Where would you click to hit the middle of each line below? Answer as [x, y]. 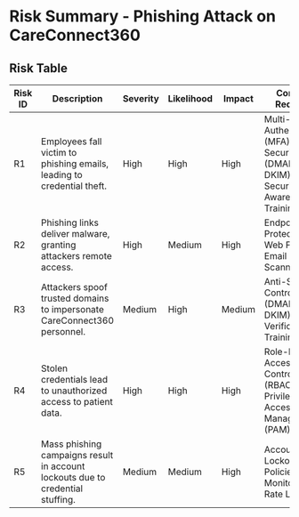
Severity [141, 98]
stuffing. [58, 500]
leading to [62, 175]
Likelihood [190, 98]
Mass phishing [72, 444]
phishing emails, [75, 164]
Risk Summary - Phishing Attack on [143, 16]
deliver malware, [76, 234]
